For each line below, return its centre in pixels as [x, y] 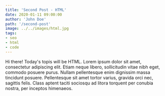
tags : [11, 33]
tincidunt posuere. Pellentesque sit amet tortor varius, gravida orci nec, [79, 77]
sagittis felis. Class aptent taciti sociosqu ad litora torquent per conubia [79, 83]
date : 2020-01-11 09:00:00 [34, 15]
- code [12, 47]
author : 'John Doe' [26, 19]
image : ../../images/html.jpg [37, 29]
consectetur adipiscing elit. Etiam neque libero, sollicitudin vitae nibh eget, [83, 67]
